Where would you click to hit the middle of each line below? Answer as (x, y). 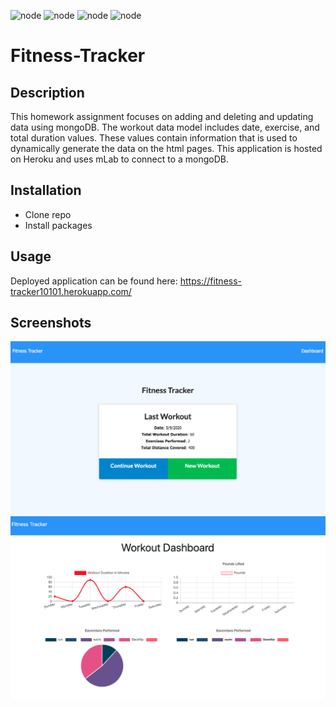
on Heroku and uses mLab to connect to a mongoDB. (120, 159)
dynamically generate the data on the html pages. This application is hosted (166, 148)
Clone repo (48, 214)
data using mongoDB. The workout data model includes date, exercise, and (165, 127)
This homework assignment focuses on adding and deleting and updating (162, 116)
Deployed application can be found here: (94, 281)
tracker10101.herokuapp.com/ (71, 291)
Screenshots (51, 323)
